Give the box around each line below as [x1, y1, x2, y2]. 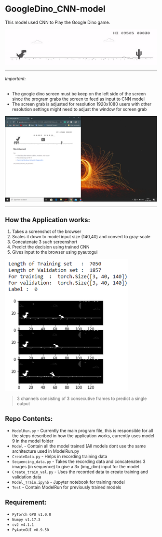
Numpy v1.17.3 [12, 517, 40, 522]
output [16, 401, 30, 407]
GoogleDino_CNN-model [5, 3, 106, 15]
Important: [5, 76, 26, 82]
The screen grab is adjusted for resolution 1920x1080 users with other [12, 101, 152, 107]
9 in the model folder [12, 438, 54, 444]
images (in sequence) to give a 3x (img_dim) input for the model [12, 463, 139, 469]
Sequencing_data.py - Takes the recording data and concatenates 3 [12, 459, 146, 464]
